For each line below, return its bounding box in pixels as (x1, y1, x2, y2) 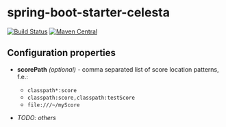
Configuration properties (7, 47, 116, 59)
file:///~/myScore (27, 101, 80, 109)
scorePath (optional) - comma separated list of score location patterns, (16, 65, 219, 73)
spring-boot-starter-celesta (7, 5, 170, 20)
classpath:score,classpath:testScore (27, 94, 136, 101)
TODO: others (16, 113, 56, 122)
